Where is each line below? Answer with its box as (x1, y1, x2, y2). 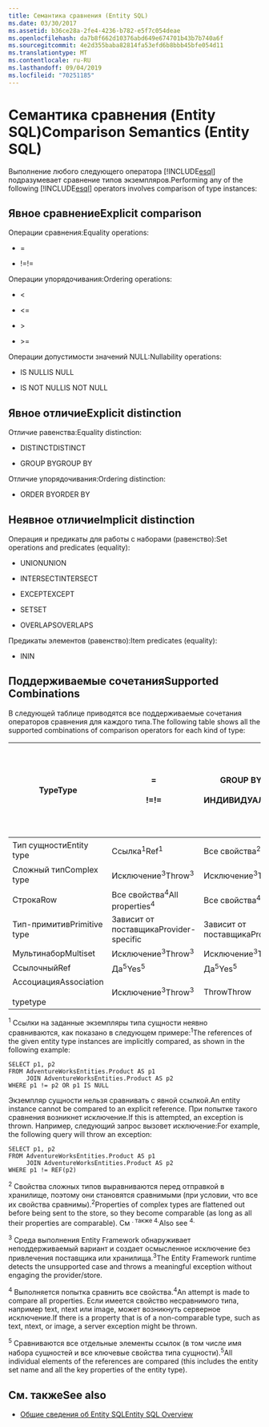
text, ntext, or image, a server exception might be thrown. (8, 1321, 198, 1331)
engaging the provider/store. (8, 1271, 102, 1280)
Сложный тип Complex (12, 865, 98, 876)
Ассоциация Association (12, 976, 104, 987)
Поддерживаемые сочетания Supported (8, 675, 219, 688)
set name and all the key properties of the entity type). (8, 1365, 188, 1375)
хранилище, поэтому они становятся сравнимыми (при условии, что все (8, 1190, 259, 1199)
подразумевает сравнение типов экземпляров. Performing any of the (8, 175, 243, 184)
